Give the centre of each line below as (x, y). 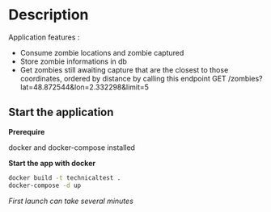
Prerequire (27, 131)
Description (49, 15)
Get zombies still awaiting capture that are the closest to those (124, 69)
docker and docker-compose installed (72, 148)
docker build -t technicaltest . (65, 178)
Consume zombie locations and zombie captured (102, 52)
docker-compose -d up (45, 185)
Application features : (44, 37)
